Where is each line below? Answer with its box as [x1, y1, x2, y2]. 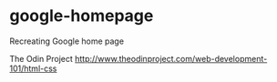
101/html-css [9, 63, 57, 74]
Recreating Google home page [9, 36, 125, 46]
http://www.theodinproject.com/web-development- [74, 53, 268, 64]
